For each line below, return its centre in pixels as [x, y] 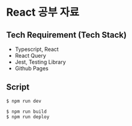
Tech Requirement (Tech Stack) [67, 34]
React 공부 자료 [43, 12]
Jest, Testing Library [40, 62]
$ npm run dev [24, 101]
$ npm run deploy [28, 117]
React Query [30, 55]
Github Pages [32, 68]
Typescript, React [37, 49]
